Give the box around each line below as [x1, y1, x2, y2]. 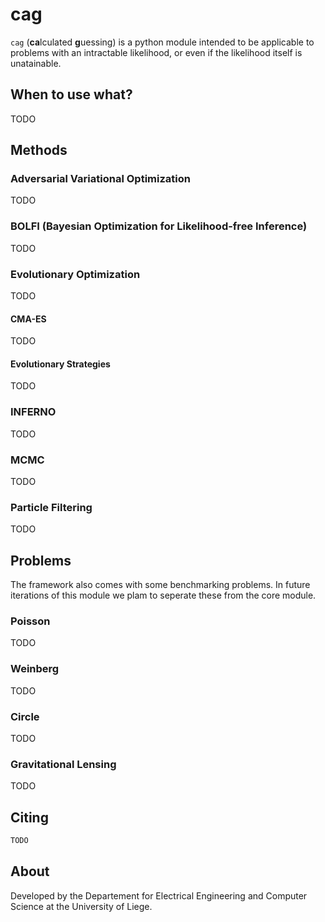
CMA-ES [10, 313, 47, 325]
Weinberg [10, 662, 60, 676]
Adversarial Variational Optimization [10, 172, 191, 186]
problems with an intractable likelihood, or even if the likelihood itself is [10, 46, 303, 58]
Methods [10, 142, 68, 159]
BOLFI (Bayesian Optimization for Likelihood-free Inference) [10, 219, 308, 233]
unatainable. [10, 57, 62, 69]
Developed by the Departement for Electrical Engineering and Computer [10, 889, 308, 902]
